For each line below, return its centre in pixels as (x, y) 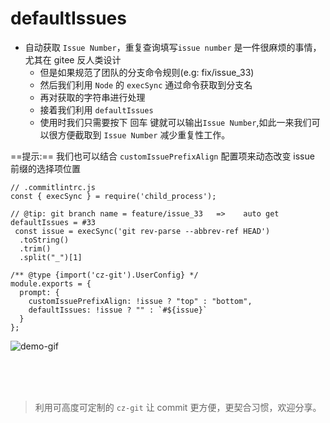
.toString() (44, 240)
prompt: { (39, 292)
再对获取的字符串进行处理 (92, 97)
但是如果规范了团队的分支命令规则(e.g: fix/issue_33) (147, 72)
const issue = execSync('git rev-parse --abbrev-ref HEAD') (142, 231)
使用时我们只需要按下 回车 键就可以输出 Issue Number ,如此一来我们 (175, 122)
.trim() (35, 248)
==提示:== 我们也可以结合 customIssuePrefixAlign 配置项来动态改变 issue (162, 156)
